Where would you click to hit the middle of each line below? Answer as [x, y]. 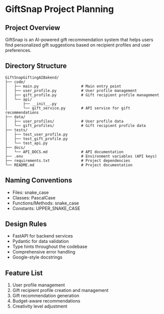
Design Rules [26, 224]
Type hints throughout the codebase [50, 246]
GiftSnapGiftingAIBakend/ [32, 77]
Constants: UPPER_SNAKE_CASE [46, 208]
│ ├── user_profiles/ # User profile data [64, 121]
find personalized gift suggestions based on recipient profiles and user [78, 45]
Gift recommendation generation [46, 295]
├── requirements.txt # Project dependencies [68, 160]
